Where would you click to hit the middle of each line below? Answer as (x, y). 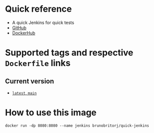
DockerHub (24, 33)
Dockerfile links (38, 63)
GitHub (19, 27)
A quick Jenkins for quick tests (43, 22)
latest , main (24, 93)
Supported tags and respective (69, 53)
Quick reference (38, 9)
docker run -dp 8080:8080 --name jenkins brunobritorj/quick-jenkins (77, 126)
